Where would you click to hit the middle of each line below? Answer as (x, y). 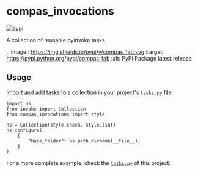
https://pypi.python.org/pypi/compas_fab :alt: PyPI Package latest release (99, 58)
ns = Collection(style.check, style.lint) (61, 125)
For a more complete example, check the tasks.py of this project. (89, 163)
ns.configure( (24, 130)
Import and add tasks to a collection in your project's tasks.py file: (90, 92)
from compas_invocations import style (56, 114)
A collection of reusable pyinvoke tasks (56, 40)
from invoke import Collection (46, 109)
